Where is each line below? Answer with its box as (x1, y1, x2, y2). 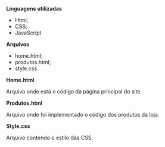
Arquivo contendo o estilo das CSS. (6, 134, 94, 141)
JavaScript (14, 29, 42, 36)
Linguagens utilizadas (6, 5, 63, 12)
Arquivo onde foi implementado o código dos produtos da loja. (6, 111, 160, 118)
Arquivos (6, 41, 30, 48)
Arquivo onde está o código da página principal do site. (6, 88, 142, 95)
